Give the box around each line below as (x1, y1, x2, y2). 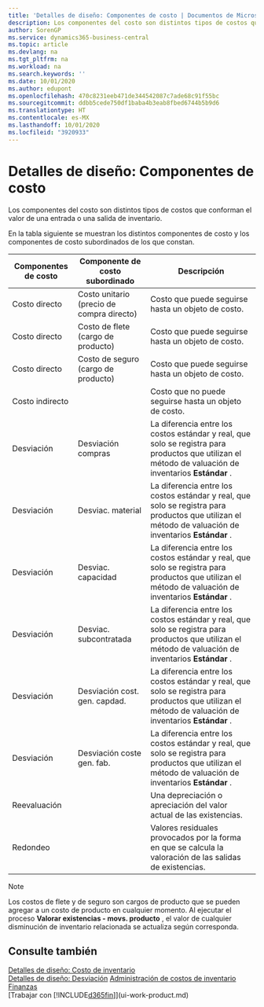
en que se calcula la (150, 842, 224, 853)
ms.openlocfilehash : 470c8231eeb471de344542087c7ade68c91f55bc (8, 92, 220, 100)
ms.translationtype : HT (8, 107, 86, 115)
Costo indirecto (12, 395, 69, 406)
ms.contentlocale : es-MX (8, 114, 90, 122)
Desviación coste (77, 748, 141, 759)
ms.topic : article (8, 41, 68, 49)
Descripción (178, 265, 225, 276)
